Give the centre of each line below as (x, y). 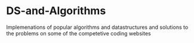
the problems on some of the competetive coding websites (78, 33)
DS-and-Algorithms (56, 11)
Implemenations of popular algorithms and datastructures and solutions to (97, 27)
